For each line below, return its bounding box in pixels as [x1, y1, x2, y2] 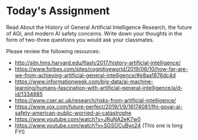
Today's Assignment [6, 4, 111, 18]
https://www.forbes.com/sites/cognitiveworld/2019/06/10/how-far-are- [14, 65, 188, 72]
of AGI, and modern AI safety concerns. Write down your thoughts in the [6, 30, 183, 37]
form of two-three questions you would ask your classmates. [6, 36, 155, 43]
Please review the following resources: [6, 47, 100, 54]
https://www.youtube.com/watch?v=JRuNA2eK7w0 [14, 115, 141, 122]
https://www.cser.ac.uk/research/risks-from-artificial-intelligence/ [14, 96, 176, 104]
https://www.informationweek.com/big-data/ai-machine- [14, 78, 154, 85]
